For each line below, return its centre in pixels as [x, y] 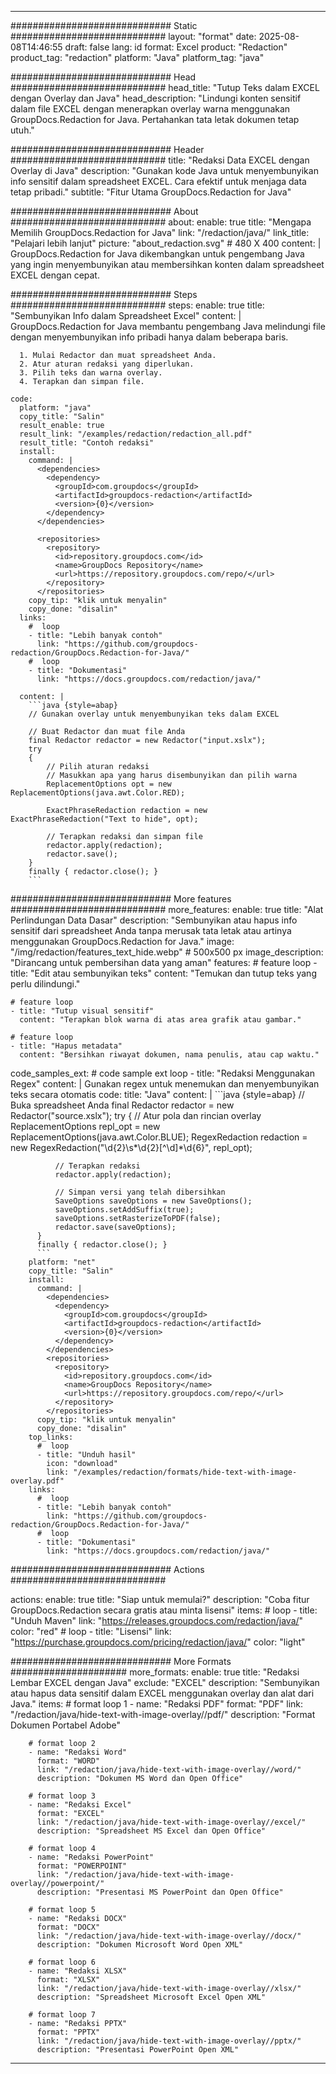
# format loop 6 [62, 1962]
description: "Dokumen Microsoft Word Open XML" [140, 1945]
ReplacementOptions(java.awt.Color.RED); [98, 793]
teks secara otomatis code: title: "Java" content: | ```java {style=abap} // [157, 1094]
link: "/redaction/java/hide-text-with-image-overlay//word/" [169, 1770]
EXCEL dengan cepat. [55, 275]
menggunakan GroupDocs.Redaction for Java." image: [122, 941]
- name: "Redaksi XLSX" [78, 1971]
